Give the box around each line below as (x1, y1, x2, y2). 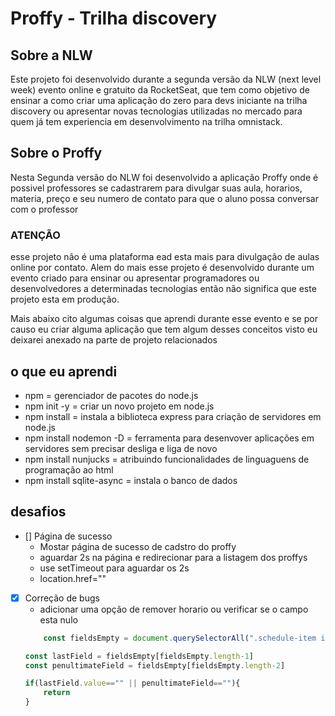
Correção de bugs (24, 592, 100, 604)
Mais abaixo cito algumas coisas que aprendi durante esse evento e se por (10, 313, 318, 325)
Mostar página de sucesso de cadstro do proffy (39, 540, 237, 552)
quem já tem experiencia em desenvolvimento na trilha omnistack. (10, 116, 283, 127)
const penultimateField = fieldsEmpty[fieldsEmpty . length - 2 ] (24, 660, 286, 671)
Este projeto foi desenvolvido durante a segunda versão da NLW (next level (10, 73, 322, 85)
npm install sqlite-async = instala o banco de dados (24, 474, 238, 486)
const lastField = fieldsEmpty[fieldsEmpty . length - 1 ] (24, 651, 254, 661)
